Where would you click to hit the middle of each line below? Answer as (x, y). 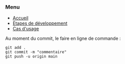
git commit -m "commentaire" (36, 52)
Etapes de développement (40, 23)
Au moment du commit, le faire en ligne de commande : (63, 38)
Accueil (20, 18)
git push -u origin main (31, 56)
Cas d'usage (26, 29)
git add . (16, 48)
